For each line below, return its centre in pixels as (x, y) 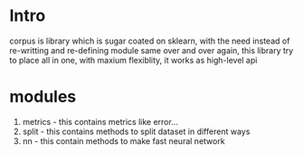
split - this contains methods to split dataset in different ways (136, 131)
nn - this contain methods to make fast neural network (123, 140)
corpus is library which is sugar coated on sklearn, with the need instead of (150, 41)
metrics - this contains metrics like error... (100, 121)
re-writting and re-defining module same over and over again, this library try (151, 50)
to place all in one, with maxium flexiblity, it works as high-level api (133, 60)
